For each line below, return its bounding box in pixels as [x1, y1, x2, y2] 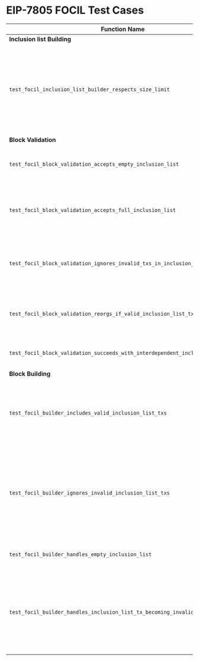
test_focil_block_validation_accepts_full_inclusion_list [9, 207, 176, 213]
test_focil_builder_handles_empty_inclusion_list [9, 551, 152, 557]
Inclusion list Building [9, 35, 72, 43]
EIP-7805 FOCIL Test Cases [6, 4, 144, 17]
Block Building [9, 370, 51, 378]
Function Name [100, 25, 145, 33]
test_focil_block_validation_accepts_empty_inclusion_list [9, 161, 179, 168]
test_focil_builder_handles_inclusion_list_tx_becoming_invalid [9, 608, 194, 615]
